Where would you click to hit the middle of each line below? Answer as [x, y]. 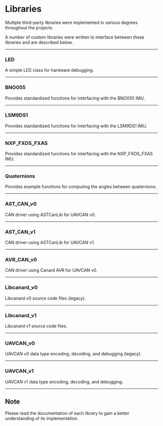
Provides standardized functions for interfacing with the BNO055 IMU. [75, 98]
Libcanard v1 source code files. [36, 326]
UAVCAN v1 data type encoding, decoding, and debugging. [64, 382]
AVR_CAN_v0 [21, 260]
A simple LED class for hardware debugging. [49, 70]
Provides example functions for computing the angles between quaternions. [81, 187]
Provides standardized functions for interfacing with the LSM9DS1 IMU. [76, 126]
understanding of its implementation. [42, 419]
